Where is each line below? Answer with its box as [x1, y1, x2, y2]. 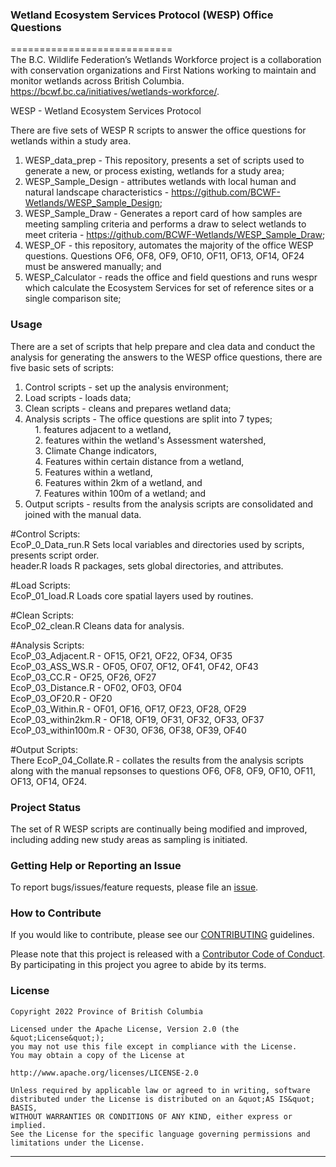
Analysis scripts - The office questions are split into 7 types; [24, 413, 273, 425]
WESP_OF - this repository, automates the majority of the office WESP [24, 239, 314, 252]
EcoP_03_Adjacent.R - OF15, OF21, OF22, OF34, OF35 [10, 649, 233, 662]
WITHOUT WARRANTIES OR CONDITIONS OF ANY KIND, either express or [10, 1111, 293, 1122]
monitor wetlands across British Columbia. [10, 75, 185, 87]
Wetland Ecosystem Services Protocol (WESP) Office [10, 8, 274, 22]
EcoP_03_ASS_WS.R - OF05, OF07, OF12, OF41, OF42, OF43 [10, 660, 259, 672]
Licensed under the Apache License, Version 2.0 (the [10, 1024, 240, 1034]
